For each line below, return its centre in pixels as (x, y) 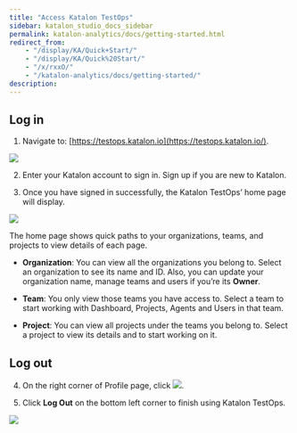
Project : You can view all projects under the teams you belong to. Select (155, 325)
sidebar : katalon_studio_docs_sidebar (81, 26)
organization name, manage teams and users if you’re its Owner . (141, 282)
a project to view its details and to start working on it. (120, 335)
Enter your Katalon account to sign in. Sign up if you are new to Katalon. (154, 176)
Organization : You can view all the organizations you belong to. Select (152, 263)
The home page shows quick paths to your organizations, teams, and (136, 236)
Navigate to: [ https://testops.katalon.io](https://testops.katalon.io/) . (145, 141)
